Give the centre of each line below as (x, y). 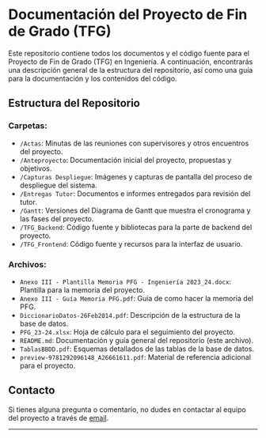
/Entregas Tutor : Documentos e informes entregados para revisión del (135, 193)
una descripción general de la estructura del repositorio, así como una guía (131, 70)
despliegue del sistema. (58, 185)
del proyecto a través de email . (59, 417)
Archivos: (27, 264)
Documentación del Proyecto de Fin (128, 15)
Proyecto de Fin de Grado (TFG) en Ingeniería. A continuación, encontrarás (131, 62)
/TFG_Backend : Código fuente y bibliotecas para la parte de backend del (136, 227)
